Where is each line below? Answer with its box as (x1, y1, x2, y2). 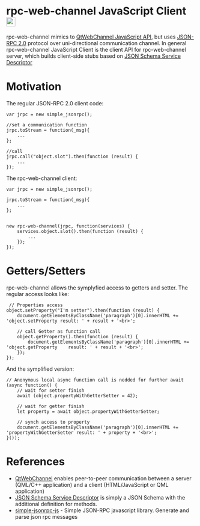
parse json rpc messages (14, 513, 78, 520)
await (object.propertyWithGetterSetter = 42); (17, 392, 138, 398)
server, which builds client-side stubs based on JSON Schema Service (6, 52, 181, 60)
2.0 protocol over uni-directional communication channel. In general (18, 39, 187, 46)
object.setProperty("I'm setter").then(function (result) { (6, 307, 160, 314)
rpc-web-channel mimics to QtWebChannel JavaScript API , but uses (6, 33, 176, 40)
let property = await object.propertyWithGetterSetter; (17, 408, 160, 415)
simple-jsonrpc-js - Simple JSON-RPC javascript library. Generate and (14, 507, 189, 514)
